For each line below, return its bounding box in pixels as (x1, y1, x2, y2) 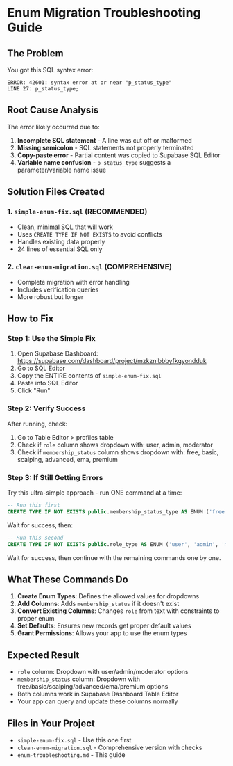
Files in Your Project (7, 717, 95, 729)
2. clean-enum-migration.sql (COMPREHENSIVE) (7, 262, 172, 272)
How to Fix (7, 313, 54, 325)
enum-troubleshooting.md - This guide (17, 751, 126, 759)
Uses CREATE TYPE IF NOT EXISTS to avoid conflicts (17, 230, 162, 238)
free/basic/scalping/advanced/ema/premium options (17, 683, 169, 691)
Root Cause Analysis (7, 104, 99, 116)
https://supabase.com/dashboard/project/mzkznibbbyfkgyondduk (17, 357, 207, 365)
